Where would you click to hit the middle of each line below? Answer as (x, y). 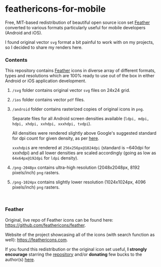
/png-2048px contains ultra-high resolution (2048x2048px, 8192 (76, 168)
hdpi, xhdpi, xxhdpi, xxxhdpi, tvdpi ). (52, 124)
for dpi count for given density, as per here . (56, 138)
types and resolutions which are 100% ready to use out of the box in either (80, 76)
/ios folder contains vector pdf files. (48, 100)
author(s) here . (20, 259)
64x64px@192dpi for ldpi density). (45, 158)
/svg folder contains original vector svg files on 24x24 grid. (71, 90)
